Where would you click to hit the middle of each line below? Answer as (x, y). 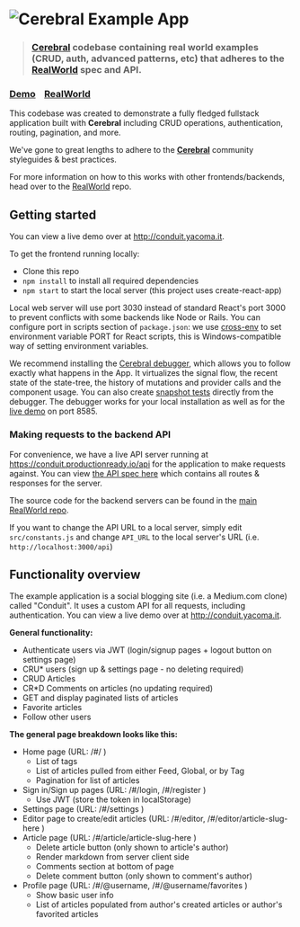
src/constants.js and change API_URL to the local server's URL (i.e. (134, 537)
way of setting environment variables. (79, 346)
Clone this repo (50, 272)
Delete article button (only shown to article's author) (132, 847)
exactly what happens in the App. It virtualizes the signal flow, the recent (144, 373)
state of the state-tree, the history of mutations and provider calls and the (145, 383)
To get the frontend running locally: (75, 254)
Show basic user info (75, 896)
